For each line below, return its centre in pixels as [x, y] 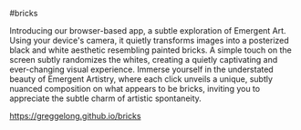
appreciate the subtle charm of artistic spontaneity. [106, 98]
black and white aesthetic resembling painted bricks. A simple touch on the [150, 50]
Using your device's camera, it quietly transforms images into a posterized [149, 40]
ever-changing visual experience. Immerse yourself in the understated [141, 69]
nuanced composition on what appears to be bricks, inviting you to [135, 89]
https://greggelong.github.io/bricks [75, 116]
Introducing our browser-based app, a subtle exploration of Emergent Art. [148, 30]
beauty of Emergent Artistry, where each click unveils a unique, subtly [141, 79]
